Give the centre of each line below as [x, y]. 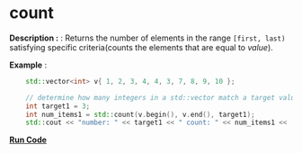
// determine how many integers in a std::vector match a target [151, 97]
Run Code [28, 140]
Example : [28, 65]
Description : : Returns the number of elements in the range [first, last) [147, 38]
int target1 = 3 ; [58, 106]
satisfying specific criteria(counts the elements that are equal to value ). [142, 47]
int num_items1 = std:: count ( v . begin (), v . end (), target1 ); [140, 114]
